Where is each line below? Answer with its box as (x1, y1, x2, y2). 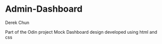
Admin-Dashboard (5, 3, 83, 15)
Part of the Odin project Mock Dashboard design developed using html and (5, 29, 158, 35)
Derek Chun (5, 20, 30, 25)
